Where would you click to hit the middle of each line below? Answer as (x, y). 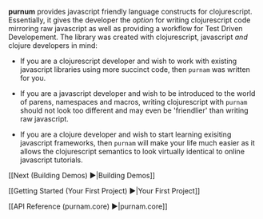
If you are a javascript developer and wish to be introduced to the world (137, 94)
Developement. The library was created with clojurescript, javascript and (128, 37)
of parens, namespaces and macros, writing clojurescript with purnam (133, 102)
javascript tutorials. (51, 160)
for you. (33, 78)
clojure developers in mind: (53, 46)
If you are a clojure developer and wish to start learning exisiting (126, 134)
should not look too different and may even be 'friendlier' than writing (134, 110)
